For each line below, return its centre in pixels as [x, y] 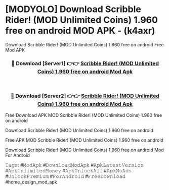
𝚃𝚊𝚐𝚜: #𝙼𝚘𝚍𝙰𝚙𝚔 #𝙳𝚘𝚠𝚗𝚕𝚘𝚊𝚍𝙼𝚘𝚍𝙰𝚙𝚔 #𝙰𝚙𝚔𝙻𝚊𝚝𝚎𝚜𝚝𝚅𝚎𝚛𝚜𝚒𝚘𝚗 [75, 165]
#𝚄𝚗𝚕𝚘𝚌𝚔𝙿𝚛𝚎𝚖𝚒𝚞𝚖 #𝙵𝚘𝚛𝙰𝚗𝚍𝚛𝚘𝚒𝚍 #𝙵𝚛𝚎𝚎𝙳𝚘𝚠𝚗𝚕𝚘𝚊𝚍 [65, 176]
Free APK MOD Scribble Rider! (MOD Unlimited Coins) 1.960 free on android [84, 140]
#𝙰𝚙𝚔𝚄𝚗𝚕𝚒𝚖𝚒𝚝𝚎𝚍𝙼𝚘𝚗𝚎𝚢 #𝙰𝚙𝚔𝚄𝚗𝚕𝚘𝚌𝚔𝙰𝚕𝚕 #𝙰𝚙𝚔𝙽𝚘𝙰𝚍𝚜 [69, 170]
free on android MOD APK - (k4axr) [80, 31]
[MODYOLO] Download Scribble [73, 9]
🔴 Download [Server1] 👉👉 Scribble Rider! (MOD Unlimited [85, 63]
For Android [18, 155]
